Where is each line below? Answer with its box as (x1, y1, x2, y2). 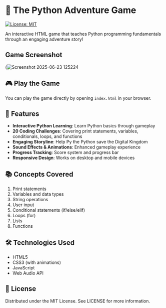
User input (12, 202, 34, 208)
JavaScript (12, 265, 35, 270)
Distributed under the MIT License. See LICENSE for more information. (5, 298, 150, 304)
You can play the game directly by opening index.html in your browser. (5, 95, 151, 101)
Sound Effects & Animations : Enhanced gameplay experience (12, 144, 141, 150)
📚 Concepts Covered (5, 170, 73, 179)
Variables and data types (12, 191, 64, 197)
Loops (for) (12, 213, 36, 219)
